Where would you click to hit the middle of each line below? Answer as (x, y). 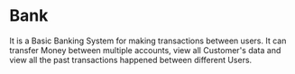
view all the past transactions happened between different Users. (131, 60)
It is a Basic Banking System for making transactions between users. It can (148, 41)
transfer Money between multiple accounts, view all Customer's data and (145, 50)
